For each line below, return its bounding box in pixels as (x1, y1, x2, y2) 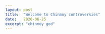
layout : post (5, 7, 33, 12)
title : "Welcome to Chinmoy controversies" (5, 12, 100, 17)
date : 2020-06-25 (5, 16, 46, 21)
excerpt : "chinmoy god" (5, 21, 56, 26)
